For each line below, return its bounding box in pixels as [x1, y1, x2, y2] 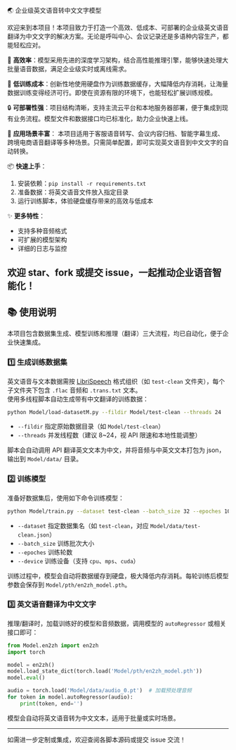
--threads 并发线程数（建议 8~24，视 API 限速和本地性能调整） [17, 431, 202, 439]
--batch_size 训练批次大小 [17, 539, 95, 547]
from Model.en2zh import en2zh [7, 642, 99, 649]
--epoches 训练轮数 [17, 548, 73, 556]
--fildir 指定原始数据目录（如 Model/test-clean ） [17, 422, 165, 431]
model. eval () [7, 675, 46, 682]
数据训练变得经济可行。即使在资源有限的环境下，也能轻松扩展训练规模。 [7, 89, 216, 96]
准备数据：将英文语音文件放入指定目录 [17, 188, 129, 196]
